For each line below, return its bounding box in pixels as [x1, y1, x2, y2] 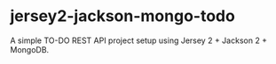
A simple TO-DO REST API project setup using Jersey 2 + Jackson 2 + [10, 35, 268, 46]
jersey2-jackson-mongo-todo [10, 6, 236, 26]
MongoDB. [10, 44, 50, 54]
